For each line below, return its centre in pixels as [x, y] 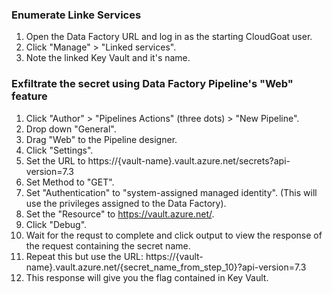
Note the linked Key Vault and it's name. [108, 58]
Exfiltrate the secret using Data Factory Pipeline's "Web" [152, 84]
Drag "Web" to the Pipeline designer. [101, 139]
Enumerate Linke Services [76, 15]
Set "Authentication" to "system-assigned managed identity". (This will [171, 192]
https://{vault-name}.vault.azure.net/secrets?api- [189, 160]
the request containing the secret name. [108, 245]
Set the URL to [55, 160]
